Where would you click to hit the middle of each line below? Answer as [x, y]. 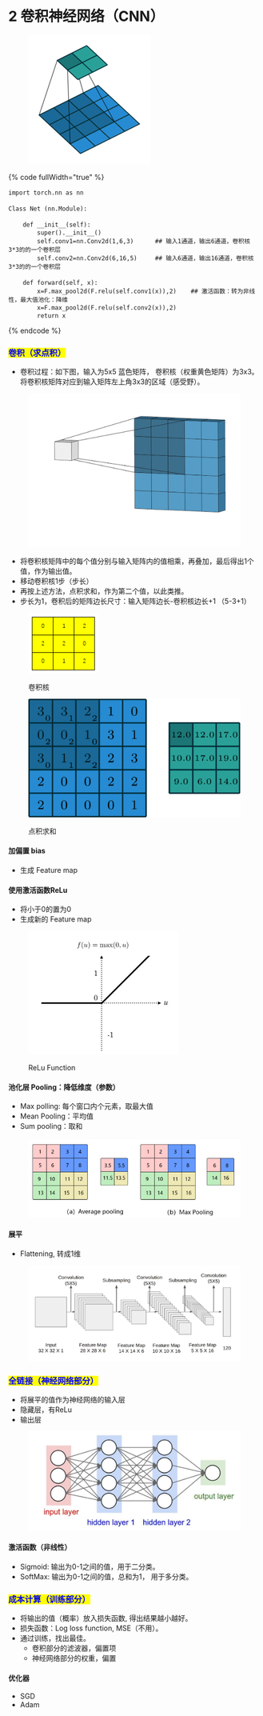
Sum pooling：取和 [51, 1126]
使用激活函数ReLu [38, 890]
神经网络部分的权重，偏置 [74, 1658]
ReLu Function [52, 1068]
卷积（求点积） [37, 353]
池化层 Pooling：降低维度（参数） [64, 1087]
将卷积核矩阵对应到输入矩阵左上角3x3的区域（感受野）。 [112, 382]
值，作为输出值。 [48, 571]
